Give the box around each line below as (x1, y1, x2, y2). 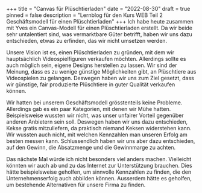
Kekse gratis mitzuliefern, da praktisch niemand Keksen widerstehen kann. (6, 125, 192, 131)
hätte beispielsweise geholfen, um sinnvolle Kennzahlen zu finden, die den (6, 168, 192, 176)
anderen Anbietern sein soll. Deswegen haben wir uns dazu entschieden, (6, 118, 188, 125)
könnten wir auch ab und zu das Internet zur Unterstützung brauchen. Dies (6, 162, 192, 169)
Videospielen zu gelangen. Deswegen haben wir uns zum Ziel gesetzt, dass (6, 75, 194, 81)
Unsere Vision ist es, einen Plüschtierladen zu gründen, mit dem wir (6, 49, 175, 56)
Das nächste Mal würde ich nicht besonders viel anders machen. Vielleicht (6, 156, 192, 162)
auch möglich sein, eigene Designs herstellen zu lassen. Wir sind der (6, 62, 177, 69)
